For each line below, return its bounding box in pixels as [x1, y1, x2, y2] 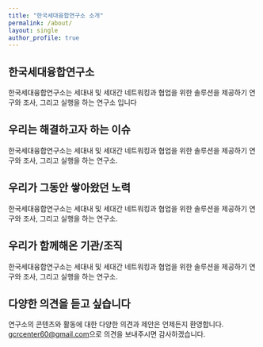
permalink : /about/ [8, 19, 73, 27]
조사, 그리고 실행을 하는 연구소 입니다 [22, 98, 137, 107]
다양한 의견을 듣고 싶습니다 [8, 297, 131, 310]
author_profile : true [8, 33, 80, 42]
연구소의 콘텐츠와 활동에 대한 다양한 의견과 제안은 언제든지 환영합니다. [8, 319, 224, 330]
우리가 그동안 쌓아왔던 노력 [8, 181, 131, 195]
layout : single [8, 26, 59, 34]
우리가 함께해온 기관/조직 [8, 239, 123, 253]
